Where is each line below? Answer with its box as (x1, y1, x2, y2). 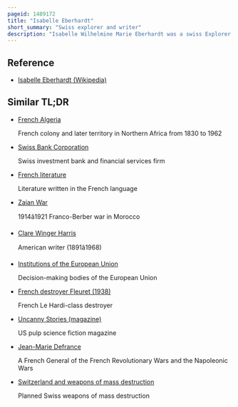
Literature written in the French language (17, 184, 138, 192)
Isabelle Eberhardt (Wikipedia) (17, 76, 107, 84)
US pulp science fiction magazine (17, 329, 117, 337)
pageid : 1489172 (7, 10, 56, 18)
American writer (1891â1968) (17, 243, 102, 252)
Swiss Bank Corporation (17, 143, 89, 151)
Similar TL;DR (7, 96, 69, 108)
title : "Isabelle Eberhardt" (7, 17, 94, 24)
